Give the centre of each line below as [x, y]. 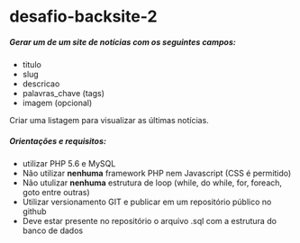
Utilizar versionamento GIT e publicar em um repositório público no [147, 202]
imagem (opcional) [57, 103]
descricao [41, 84]
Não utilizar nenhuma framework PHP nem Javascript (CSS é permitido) [157, 174]
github [34, 211]
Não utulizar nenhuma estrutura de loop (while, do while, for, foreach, [152, 183]
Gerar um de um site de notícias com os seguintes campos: [123, 41]
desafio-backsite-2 [83, 17]
